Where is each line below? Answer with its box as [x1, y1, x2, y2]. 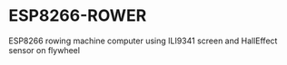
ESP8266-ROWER [8, 5, 147, 26]
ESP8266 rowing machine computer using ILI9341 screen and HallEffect [8, 35, 278, 46]
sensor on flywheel [8, 44, 81, 55]
